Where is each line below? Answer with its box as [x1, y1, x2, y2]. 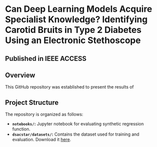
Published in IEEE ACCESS [5, 54, 87, 62]
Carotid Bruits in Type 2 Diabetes [5, 25, 142, 35]
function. [12, 126, 31, 132]
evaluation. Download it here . [12, 137, 71, 143]
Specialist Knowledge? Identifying [5, 14, 148, 25]
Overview [5, 71, 36, 79]
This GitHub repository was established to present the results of [5, 84, 134, 90]
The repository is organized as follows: [5, 112, 84, 118]
